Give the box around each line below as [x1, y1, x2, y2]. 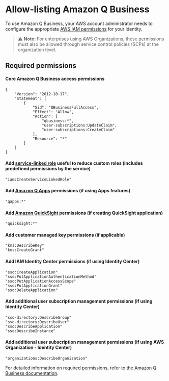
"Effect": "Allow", [32, 109, 74, 114]
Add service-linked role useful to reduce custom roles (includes [5, 160, 144, 166]
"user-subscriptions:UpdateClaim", [41, 122, 117, 128]
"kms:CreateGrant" [5, 247, 44, 253]
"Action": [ [32, 114, 58, 119]
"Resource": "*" [32, 136, 67, 141]
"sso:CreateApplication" [5, 269, 58, 275]
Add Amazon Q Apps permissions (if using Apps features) [5, 188, 131, 194]
